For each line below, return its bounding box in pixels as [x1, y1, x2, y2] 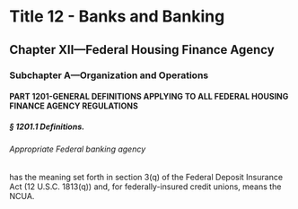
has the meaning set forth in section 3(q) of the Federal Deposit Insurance [9, 171, 284, 182]
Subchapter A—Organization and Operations [9, 69, 209, 82]
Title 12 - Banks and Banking [9, 6, 225, 27]
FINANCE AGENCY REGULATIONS [9, 100, 139, 111]
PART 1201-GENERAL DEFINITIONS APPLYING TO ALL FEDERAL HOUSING [9, 91, 289, 102]
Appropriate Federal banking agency [9, 144, 146, 154]
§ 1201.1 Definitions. [9, 121, 85, 132]
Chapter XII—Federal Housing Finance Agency [9, 42, 276, 57]
